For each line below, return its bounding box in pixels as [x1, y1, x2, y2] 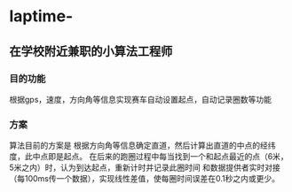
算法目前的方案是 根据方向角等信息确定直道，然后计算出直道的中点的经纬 [9, 140, 276, 151]
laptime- [9, 6, 74, 27]
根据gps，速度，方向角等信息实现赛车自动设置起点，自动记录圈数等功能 [9, 94, 272, 104]
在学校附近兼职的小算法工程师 [9, 43, 173, 58]
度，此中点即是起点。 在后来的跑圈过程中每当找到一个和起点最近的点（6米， [9, 151, 288, 162]
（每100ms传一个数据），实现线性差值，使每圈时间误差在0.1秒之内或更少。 [9, 173, 280, 184]
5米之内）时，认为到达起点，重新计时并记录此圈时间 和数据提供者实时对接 [9, 162, 281, 173]
